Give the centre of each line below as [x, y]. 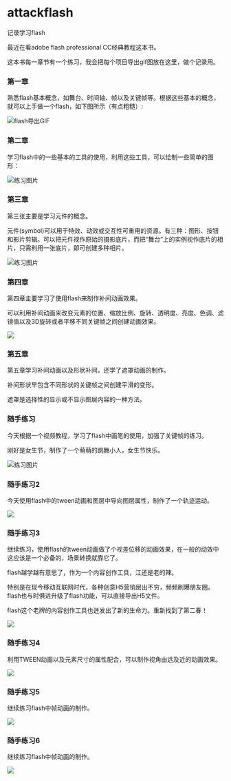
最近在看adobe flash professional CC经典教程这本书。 [84, 47]
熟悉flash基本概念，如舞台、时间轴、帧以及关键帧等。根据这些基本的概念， [113, 98]
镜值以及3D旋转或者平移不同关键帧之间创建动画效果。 [84, 322]
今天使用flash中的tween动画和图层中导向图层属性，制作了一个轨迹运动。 [110, 501]
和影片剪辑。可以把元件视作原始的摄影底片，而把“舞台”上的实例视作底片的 [112, 239]
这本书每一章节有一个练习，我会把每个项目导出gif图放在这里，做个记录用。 [113, 62]
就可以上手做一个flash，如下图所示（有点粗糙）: [75, 106]
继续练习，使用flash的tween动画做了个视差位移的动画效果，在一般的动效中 [113, 550]
